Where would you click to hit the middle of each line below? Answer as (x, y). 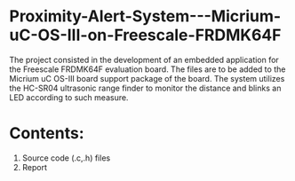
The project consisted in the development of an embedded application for (144, 59)
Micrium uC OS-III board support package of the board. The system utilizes (147, 78)
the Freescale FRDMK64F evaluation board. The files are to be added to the (147, 69)
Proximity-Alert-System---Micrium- (145, 16)
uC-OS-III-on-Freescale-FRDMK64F (145, 35)
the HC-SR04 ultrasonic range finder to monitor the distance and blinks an (145, 88)
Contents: (47, 134)
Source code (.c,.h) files (66, 158)
